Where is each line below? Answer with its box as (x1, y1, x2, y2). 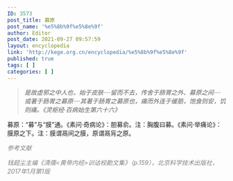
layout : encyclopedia (7, 42, 70, 49)
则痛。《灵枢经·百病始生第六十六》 (24, 105, 121, 114)
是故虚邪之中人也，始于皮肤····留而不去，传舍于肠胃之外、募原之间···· (24, 88, 221, 96)
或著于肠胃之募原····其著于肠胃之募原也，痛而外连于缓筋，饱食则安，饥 (24, 96, 226, 105)
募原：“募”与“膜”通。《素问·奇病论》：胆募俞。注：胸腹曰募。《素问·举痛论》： (7, 120, 222, 128)
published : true (7, 55, 54, 62)
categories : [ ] (7, 68, 54, 75)
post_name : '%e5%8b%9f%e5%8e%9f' (7, 23, 104, 30)
